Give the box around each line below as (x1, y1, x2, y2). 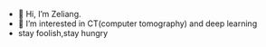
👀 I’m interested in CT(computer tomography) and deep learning (17, 18, 258, 29)
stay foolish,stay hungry (17, 28, 109, 38)
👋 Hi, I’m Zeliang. (17, 9, 81, 19)
